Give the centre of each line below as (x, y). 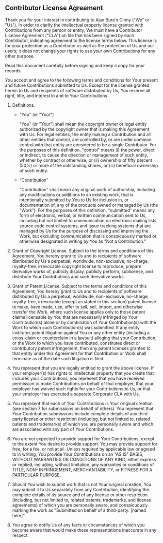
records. (13, 71)
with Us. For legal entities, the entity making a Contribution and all (85, 134)
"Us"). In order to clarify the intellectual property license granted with (74, 25)
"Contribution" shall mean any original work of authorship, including (87, 189)
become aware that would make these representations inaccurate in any (84, 530)
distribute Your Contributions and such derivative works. (68, 276)
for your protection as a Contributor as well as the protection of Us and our (80, 45)
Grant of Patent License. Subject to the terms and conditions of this (79, 286)
